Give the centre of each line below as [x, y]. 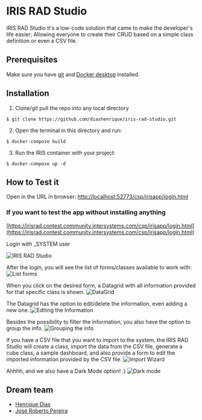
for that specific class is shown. [46, 292]
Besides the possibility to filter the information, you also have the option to [99, 321]
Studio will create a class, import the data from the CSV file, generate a [94, 346]
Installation [28, 94]
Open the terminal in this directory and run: [68, 130]
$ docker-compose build [36, 141]
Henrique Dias [33, 404]
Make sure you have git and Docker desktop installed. [73, 74]
